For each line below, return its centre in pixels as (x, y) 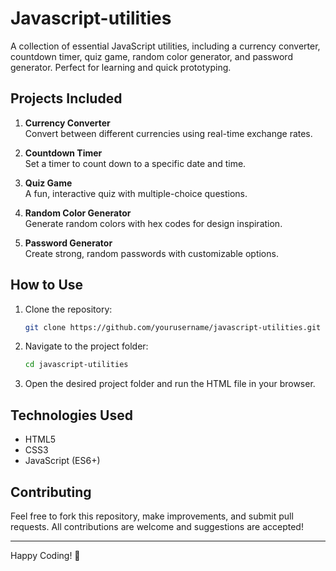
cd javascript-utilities (76, 365)
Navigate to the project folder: (86, 346)
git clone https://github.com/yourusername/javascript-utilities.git (173, 327)
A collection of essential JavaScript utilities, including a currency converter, (165, 46)
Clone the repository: (68, 309)
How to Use (47, 285)
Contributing (51, 492)
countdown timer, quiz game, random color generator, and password (151, 56)
